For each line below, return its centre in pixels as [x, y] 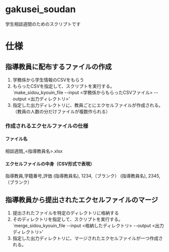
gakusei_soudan [40, 9]
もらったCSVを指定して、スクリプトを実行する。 [64, 86]
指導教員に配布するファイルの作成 [58, 67]
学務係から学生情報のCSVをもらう [48, 80]
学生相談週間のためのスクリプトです [43, 24]
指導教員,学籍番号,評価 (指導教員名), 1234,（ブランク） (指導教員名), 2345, [83, 176]
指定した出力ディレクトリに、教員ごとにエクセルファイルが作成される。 [88, 105]
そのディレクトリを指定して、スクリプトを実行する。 [68, 220]
